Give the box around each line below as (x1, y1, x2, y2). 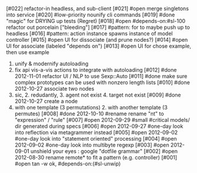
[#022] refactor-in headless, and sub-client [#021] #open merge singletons (6, 5, 189, 12)
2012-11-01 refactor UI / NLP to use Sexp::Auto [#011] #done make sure (14, 73, 188, 79)
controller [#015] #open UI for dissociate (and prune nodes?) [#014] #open (6, 36, 188, 43)
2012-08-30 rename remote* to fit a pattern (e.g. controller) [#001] (14, 154, 178, 161)
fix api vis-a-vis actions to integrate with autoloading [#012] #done (14, 66, 177, 73)
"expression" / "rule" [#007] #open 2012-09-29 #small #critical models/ (14, 117, 191, 123)
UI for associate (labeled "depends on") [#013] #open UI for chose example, (6, 42, 192, 49)
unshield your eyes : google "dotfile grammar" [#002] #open (30, 148, 178, 155)
